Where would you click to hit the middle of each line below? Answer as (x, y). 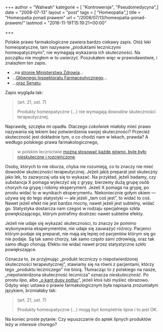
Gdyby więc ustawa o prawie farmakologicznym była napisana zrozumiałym (82, 285)
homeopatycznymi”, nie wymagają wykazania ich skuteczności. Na (73, 52)
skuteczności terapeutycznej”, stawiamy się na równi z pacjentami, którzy (80, 264)
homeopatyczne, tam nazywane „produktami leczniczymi (63, 47)
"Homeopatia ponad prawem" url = (41, 18)
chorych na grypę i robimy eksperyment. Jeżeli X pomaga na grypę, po (77, 187)
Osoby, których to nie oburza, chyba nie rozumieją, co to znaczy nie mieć (79, 166)
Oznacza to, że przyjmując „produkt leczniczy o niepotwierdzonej (72, 259)
